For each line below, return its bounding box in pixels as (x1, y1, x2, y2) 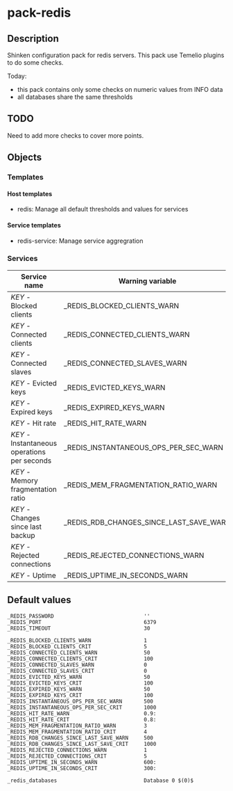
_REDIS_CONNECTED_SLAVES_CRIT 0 (7, 667, 148, 674)
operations (10, 447, 46, 456)
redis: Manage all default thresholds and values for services (17, 205, 189, 214)
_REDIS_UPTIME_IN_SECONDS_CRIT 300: (7, 765, 157, 772)
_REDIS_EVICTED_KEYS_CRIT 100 (7, 680, 154, 687)
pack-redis (7, 5, 71, 21)
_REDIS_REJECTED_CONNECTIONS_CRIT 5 (7, 753, 148, 760)
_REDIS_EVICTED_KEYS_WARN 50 (7, 673, 150, 680)
